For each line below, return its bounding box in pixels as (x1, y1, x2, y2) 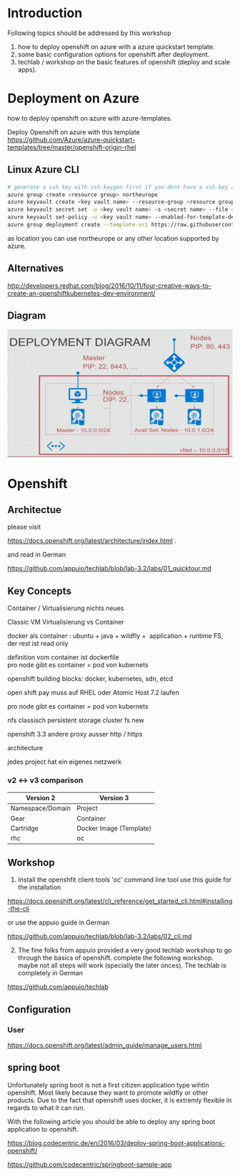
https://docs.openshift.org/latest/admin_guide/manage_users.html (7, 1041, 202, 1050)
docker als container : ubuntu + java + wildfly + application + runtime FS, (7, 632, 224, 640)
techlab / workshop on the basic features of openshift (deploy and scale (17, 57, 231, 66)
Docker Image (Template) (76, 824, 152, 832)
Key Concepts (7, 584, 71, 597)
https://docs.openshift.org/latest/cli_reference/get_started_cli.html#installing (7, 897, 233, 905)
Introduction (7, 5, 83, 21)
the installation (17, 883, 61, 892)
